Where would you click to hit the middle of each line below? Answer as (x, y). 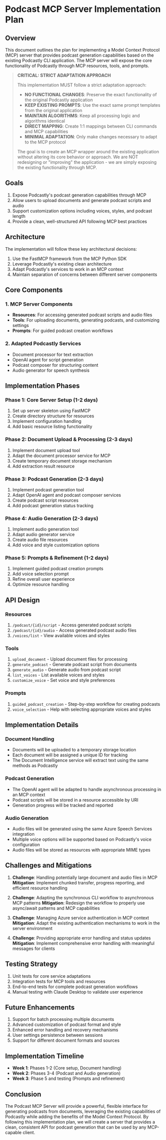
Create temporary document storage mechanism (62, 461)
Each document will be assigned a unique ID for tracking (70, 755)
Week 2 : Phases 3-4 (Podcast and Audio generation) (66, 1073)
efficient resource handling (40, 888)
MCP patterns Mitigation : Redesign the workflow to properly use (79, 903)
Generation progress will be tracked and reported (63, 805)
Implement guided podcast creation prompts (58, 569)
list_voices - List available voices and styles (58, 675)
